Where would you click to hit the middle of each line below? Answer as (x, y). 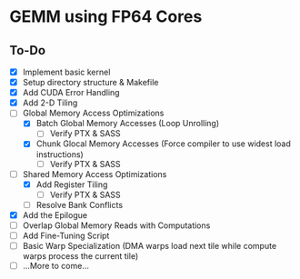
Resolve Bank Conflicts (80, 204)
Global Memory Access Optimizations (93, 113)
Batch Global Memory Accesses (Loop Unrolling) (128, 124)
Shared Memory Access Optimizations (95, 174)
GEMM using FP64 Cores (106, 17)
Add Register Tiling (72, 184)
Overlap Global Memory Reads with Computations (116, 225)
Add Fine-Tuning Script (66, 235)
